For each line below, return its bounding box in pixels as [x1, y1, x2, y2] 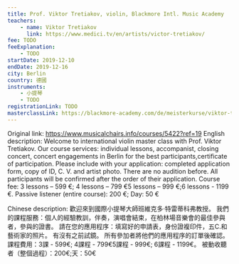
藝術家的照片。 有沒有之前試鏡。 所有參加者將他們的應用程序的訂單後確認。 [7, 231, 229, 239]
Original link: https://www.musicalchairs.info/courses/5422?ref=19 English [7, 129, 225, 137]
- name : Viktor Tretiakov [20, 23, 97, 31]
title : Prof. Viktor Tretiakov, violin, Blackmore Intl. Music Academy [7, 10, 224, 18]
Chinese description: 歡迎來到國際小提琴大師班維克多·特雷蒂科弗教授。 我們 [7, 204, 229, 213]
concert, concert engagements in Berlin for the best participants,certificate [7, 152, 228, 160]
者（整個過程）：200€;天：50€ [7, 248, 97, 257]
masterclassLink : [7, 110, 59, 117]
